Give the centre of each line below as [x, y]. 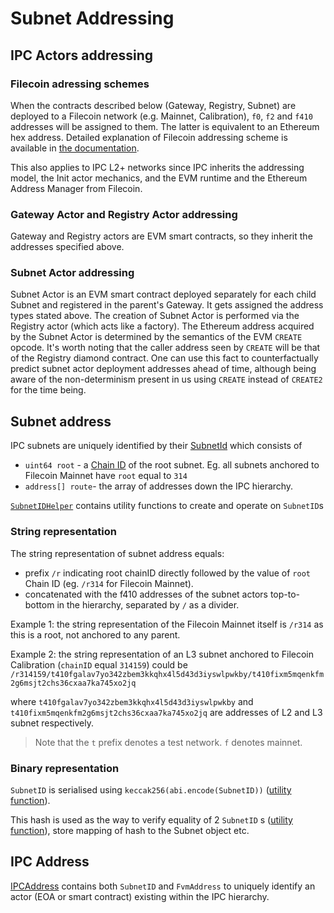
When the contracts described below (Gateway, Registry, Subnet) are [153, 105]
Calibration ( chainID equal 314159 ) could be [99, 664]
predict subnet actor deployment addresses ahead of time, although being [163, 369]
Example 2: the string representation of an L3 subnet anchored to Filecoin [162, 654]
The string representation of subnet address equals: [117, 553]
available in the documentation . [75, 148]
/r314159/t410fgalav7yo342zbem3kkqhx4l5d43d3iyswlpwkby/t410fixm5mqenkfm [167, 674]
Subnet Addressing [92, 18]
